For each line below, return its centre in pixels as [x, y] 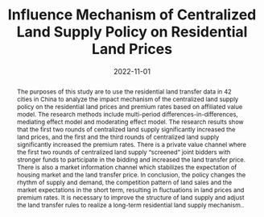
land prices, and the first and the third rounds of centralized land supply [118, 137]
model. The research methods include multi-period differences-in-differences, [127, 114]
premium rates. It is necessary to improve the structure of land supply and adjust [130, 197]
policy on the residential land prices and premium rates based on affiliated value [130, 106]
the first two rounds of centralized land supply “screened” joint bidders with [124, 152]
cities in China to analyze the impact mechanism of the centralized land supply [128, 99]
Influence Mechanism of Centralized [132, 15]
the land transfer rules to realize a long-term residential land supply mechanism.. [130, 204]
